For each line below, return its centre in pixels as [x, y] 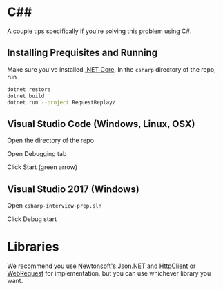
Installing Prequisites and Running [82, 53]
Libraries [33, 247]
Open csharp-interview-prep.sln [55, 205]
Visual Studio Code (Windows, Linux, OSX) [101, 124]
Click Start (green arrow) [42, 167]
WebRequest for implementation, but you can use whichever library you [109, 273]
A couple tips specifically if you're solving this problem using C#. [99, 31]
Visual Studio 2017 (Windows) [73, 189]
